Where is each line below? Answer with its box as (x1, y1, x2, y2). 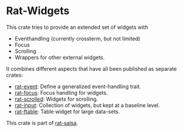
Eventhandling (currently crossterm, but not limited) (14, 35, 140, 42)
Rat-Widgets (6, 4, 70, 18)
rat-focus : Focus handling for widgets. (14, 89, 108, 96)
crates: (6, 71, 24, 78)
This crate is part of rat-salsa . (6, 119, 79, 126)
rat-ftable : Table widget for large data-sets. (14, 108, 120, 115)
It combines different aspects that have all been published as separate (6, 65, 177, 72)
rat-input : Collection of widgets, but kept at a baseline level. (14, 101, 161, 108)
